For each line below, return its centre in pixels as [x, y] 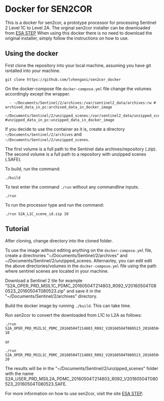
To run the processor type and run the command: [54, 205]
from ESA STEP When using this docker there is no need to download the [79, 33]
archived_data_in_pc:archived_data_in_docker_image [59, 107]
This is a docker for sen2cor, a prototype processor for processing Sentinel [81, 23]
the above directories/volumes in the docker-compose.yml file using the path [81, 266]
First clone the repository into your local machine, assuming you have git [78, 65]
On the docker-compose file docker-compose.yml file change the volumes [78, 89]
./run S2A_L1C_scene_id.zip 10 [37, 214]
